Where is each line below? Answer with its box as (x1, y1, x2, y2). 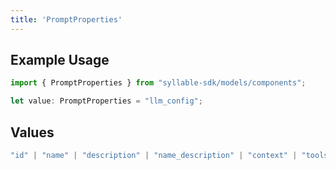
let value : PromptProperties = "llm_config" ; (10, 96, 203, 106)
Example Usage (10, 52, 110, 69)
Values (10, 124, 55, 141)
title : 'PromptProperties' (10, 14, 123, 25)
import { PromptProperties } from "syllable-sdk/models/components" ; (10, 78, 307, 88)
